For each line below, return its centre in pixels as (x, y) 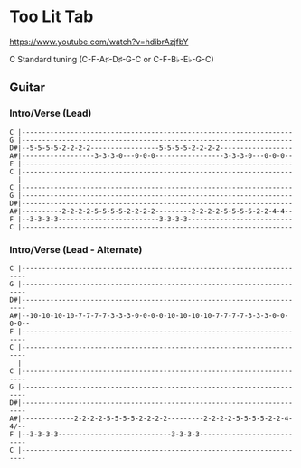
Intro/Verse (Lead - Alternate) (76, 249)
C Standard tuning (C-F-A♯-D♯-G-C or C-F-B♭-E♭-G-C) (112, 59)
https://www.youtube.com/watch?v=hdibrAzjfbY (99, 42)
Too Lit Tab (52, 17)
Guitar (28, 88)
